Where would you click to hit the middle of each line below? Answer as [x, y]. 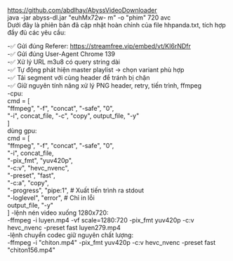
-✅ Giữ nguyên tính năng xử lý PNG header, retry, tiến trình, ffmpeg [105, 86]
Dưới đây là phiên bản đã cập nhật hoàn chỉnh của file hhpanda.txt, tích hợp [116, 25]
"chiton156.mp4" [32, 250]
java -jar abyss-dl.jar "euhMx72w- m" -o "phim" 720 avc [89, 18]
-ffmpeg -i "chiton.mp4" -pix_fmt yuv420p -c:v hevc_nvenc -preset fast [112, 242]
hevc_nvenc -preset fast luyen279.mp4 [64, 228]
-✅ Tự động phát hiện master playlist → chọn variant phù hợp [96, 70]
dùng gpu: [22, 130]
